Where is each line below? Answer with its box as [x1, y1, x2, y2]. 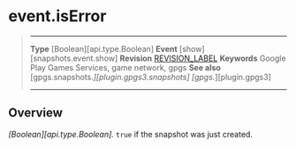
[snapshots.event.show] [29, 53, 118, 63]
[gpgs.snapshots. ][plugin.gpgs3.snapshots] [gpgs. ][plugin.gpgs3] [29, 71, 271, 82]
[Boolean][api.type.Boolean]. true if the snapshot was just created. [8, 129, 254, 139]
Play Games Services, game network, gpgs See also [29, 62, 222, 72]
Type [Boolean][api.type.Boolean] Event [29, 43, 178, 54]
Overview [8, 106, 64, 121]
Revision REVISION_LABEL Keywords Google [119, 53, 286, 63]
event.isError [8, 6, 107, 26]
